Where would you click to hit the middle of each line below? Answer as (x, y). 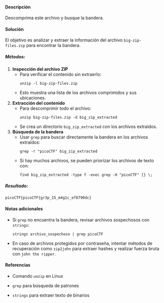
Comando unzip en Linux (38, 276)
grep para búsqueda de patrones (45, 285)
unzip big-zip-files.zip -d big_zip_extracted (68, 118)
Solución (14, 29)
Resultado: (17, 186)
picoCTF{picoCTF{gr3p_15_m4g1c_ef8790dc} (48, 198)
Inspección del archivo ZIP (40, 69)
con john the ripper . (34, 254)
